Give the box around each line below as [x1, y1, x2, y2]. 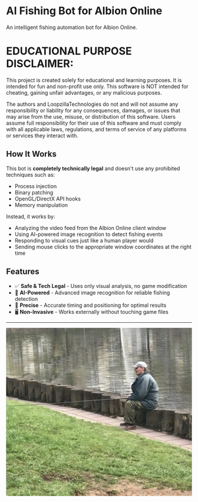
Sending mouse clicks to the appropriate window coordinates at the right [14, 243, 192, 250]
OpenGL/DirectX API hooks [14, 195, 81, 202]
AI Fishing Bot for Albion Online [6, 4, 163, 18]
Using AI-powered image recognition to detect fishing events [14, 231, 163, 238]
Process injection [14, 182, 57, 190]
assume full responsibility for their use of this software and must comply [6, 119, 181, 127]
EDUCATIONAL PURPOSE [6, 44, 133, 58]
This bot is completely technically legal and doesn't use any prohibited [6, 164, 180, 172]
